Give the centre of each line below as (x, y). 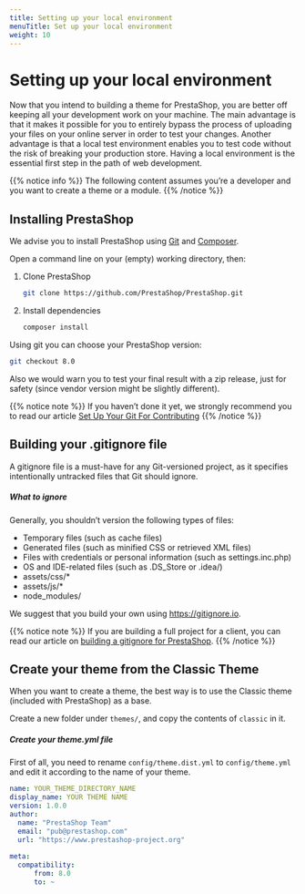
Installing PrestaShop (71, 219)
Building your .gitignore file (88, 444)
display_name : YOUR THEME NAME (69, 797)
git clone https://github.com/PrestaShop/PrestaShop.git (133, 293)
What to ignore (39, 497)
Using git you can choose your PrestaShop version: (106, 344)
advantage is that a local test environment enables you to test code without (150, 144)
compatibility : (46, 865)
